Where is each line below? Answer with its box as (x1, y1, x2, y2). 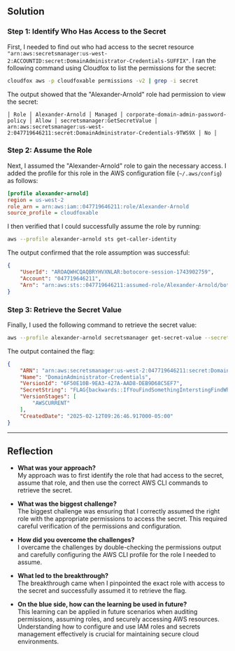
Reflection (7, 445, 54, 457)
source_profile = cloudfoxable (7, 210, 99, 217)
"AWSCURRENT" (32, 400, 71, 407)
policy (7, 117, 27, 124)
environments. (17, 638, 59, 646)
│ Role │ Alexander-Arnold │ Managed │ (7, 111, 124, 118)
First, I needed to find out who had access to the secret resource (7, 42, 194, 51)
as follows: (7, 176, 38, 184)
